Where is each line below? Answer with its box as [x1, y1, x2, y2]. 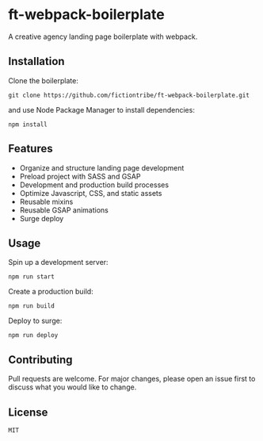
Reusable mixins [19, 197, 74, 206]
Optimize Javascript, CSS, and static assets [19, 188, 162, 197]
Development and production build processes [19, 180, 169, 190]
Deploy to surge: [8, 316, 63, 326]
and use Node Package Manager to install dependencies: [8, 105, 196, 114]
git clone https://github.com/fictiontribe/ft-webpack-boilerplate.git [8, 91, 250, 99]
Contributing [8, 353, 73, 366]
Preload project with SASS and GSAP [19, 171, 141, 181]
